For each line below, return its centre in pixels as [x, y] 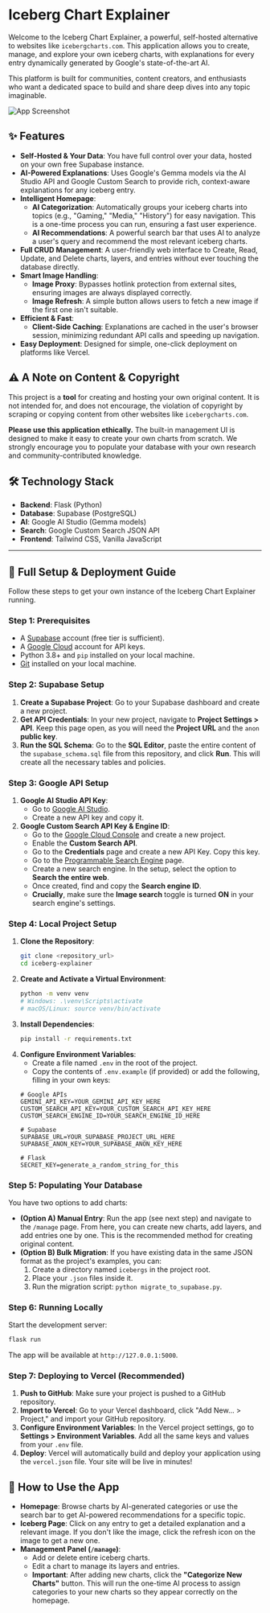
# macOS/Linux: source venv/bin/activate [90, 1008]
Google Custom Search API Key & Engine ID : [95, 826]
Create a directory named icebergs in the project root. [121, 1269]
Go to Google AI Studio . [71, 809]
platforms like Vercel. [55, 352]
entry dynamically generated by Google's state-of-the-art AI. [109, 63]
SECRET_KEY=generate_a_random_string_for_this [99, 1165]
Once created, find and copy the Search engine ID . [117, 886]
